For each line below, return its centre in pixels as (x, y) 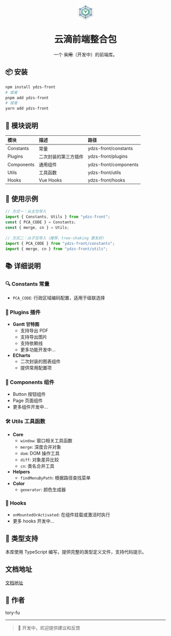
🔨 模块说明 (22, 125)
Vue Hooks (50, 180)
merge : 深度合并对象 (41, 447)
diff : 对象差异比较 (40, 459)
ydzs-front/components (113, 164)
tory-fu (13, 613)
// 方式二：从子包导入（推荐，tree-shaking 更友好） (56, 238)
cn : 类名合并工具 (37, 466)
